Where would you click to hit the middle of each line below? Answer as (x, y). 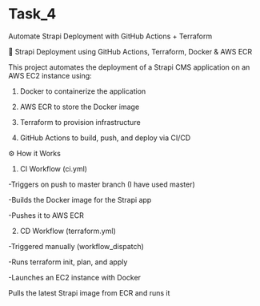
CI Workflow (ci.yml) (54, 168)
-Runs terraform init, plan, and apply (68, 262)
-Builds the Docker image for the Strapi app (80, 199)
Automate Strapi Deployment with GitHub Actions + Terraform (110, 36)
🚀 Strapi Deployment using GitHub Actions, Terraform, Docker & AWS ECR (130, 51)
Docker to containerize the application (83, 91)
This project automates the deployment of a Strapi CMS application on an (129, 67)
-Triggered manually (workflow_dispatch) (76, 246)
